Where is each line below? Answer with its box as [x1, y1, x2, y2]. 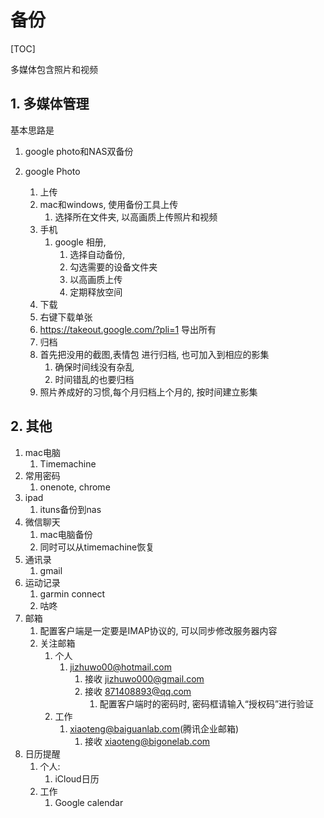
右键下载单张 [39, 311, 93, 323]
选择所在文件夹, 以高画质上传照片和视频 [54, 211, 218, 223]
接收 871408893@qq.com [84, 685, 192, 697]
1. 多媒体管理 [10, 96, 90, 113]
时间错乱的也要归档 [54, 373, 135, 385]
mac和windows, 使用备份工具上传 [39, 198, 179, 210]
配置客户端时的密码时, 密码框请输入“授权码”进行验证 [99, 697, 315, 710]
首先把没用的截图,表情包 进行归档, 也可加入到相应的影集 [39, 348, 270, 360]
